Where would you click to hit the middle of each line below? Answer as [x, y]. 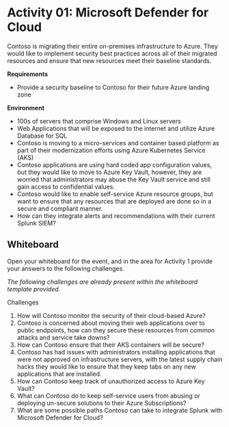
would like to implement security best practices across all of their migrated [112, 53]
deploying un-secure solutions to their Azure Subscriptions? [102, 403]
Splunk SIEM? [36, 223]
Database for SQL [42, 136]
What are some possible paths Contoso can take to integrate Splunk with [120, 410]
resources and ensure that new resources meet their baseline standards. [109, 60]
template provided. [34, 289]
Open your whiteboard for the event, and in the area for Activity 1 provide [110, 261]
